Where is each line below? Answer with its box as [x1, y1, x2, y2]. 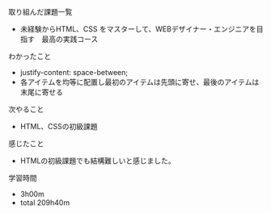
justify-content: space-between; [19, 68, 128, 77]
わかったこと [8, 52, 51, 61]
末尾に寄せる [19, 87, 63, 97]
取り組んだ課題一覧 [8, 7, 73, 16]
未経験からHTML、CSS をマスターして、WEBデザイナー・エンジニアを [19, 24, 256, 34]
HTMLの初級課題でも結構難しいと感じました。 [19, 156, 176, 166]
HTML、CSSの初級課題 [19, 122, 98, 131]
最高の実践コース [41, 35, 99, 44]
